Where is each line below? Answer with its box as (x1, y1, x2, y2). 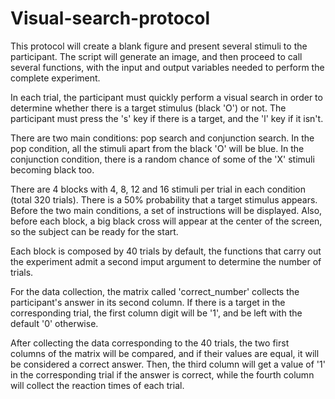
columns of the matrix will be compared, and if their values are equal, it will (10, 347, 320, 359)
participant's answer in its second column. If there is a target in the (10, 296, 286, 308)
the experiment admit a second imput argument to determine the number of (10, 255, 322, 267)
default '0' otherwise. (10, 317, 99, 329)
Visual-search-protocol (10, 7, 211, 30)
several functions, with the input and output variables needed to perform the (10, 61, 325, 73)
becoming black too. (10, 163, 95, 176)
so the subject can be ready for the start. (10, 225, 179, 237)
